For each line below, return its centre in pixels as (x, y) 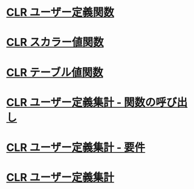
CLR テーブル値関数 (55, 72)
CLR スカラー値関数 (55, 42)
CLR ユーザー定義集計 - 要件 (76, 148)
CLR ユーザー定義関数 (60, 12)
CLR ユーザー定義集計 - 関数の (81, 102)
